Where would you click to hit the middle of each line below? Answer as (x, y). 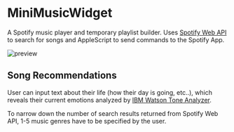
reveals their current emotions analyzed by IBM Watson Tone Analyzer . (110, 100)
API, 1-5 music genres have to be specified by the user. (87, 121)
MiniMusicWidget (60, 13)
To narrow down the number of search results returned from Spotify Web (113, 113)
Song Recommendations (62, 75)
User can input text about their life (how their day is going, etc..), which (110, 92)
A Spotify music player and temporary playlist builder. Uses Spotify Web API (117, 32)
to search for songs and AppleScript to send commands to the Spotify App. (116, 39)
